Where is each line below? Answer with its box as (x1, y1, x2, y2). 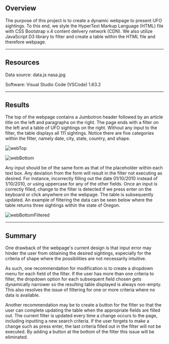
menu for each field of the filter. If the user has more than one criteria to (5, 271, 154, 277)
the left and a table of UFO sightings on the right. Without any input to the (5, 125, 157, 131)
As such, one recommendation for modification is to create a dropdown (5, 265, 153, 271)
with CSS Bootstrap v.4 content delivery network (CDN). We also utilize (5, 28, 153, 34)
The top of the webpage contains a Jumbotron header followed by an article (5, 114, 163, 120)
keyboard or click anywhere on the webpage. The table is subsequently (5, 192, 154, 198)
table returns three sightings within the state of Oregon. (5, 202, 121, 208)
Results (5, 101, 30, 109)
